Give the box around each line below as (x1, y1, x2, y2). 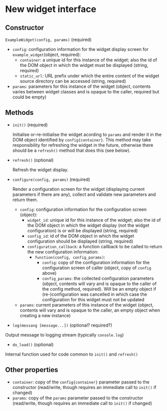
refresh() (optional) (12, 157, 54, 163)
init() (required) (12, 121, 48, 128)
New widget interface (5, 3, 97, 15)
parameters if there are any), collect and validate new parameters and (12, 191, 156, 197)
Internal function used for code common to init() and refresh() (5, 351, 138, 357)
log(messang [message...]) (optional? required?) (12, 322, 113, 328)
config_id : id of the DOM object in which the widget (27, 233, 135, 239)
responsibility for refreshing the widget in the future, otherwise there (12, 142, 154, 148)
